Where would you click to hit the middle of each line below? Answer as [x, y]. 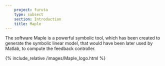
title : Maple [28, 24]
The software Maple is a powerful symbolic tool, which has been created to [83, 38]
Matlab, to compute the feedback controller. [50, 48]
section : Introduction [38, 19]
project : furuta [31, 10]
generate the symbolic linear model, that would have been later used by [79, 43]
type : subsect [29, 14]
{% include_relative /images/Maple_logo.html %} [55, 58]
